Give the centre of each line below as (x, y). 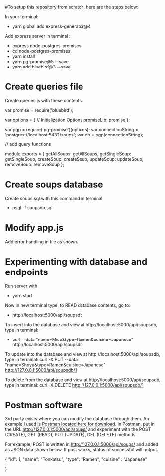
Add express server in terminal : (38, 36)
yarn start (22, 295)
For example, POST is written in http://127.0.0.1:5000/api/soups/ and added (82, 444)
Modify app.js (34, 228)
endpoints (27, 272)
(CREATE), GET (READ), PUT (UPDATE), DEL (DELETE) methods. (71, 434)
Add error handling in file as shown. (42, 241)
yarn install (24, 56)
